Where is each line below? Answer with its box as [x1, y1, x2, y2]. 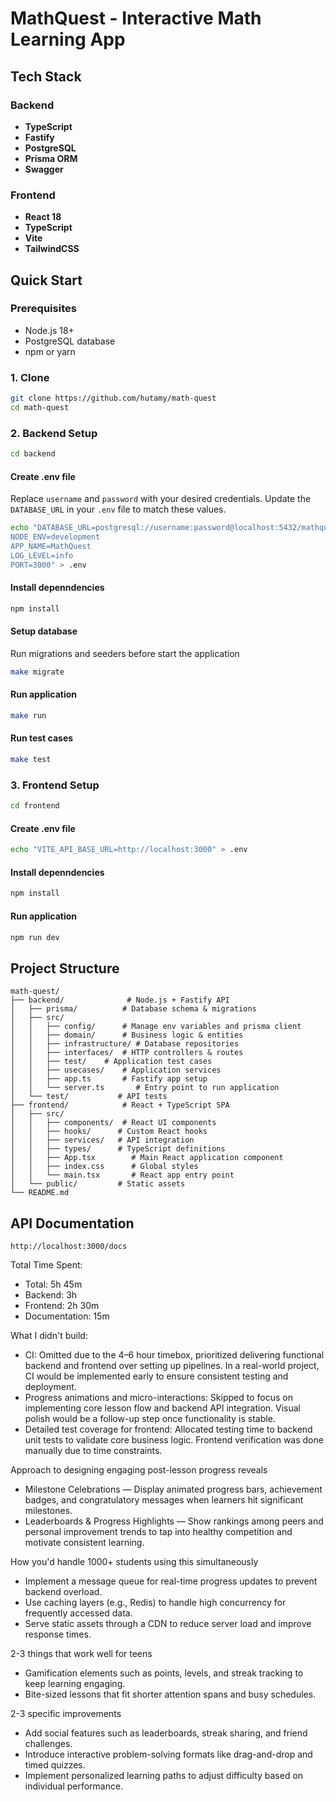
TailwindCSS [24, 243, 80, 255]
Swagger [24, 163, 64, 175]
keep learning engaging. [24, 1678, 126, 1689]
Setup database [10, 625, 78, 637]
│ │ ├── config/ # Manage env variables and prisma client [10, 1022, 302, 1032]
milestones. [24, 1505, 73, 1516]
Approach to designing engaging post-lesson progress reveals [10, 1464, 268, 1476]
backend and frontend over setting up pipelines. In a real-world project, [24, 1360, 320, 1371]
